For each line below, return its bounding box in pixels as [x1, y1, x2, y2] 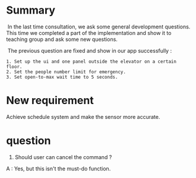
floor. [6, 63, 23, 70]
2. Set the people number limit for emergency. [6, 69, 127, 75]
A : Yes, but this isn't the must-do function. [6, 165, 111, 172]
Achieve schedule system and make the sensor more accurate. [6, 113, 160, 120]
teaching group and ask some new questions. [6, 35, 118, 43]
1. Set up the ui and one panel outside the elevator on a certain [6, 59, 177, 64]
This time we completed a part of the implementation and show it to [6, 29, 172, 36]
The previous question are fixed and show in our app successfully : [7, 47, 172, 54]
